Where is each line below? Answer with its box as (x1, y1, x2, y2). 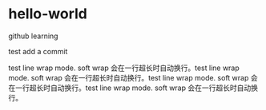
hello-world (8, 5, 88, 23)
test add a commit (8, 46, 68, 56)
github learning (8, 31, 58, 41)
